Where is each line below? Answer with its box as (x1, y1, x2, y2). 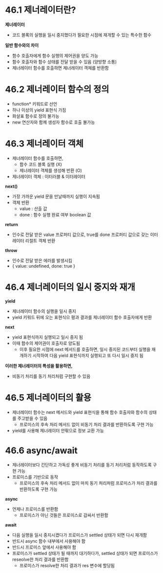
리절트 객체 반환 (25, 237, 56, 243)
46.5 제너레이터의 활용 (5, 392, 92, 403)
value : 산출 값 (19, 206, 47, 212)
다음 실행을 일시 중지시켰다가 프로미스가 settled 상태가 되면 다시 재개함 (12, 532, 147, 538)
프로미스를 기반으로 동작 (12, 474, 59, 480)
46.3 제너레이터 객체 (5, 138, 84, 149)
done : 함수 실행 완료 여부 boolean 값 (19, 212, 91, 217)
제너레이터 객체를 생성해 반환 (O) (19, 167, 82, 173)
